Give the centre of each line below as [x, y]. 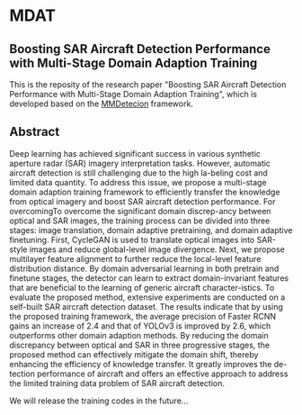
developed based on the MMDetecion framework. [101, 104]
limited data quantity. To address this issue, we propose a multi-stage [138, 182]
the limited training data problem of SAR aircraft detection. [117, 383]
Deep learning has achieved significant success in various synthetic [135, 153]
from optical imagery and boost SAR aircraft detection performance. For [142, 201]
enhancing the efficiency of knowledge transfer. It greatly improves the [141, 364]
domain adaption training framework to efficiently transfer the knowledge [145, 192]
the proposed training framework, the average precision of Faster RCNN [143, 316]
